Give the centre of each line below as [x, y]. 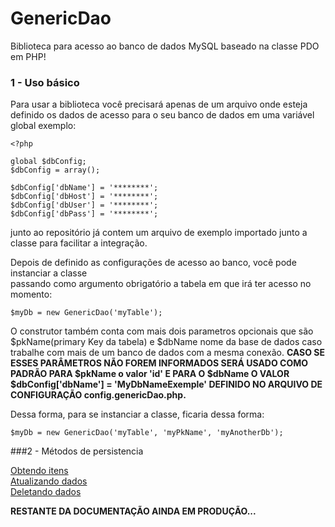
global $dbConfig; [48, 162]
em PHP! [28, 56]
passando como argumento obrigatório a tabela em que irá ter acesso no [161, 284]
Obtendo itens [39, 471]
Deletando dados [46, 492]
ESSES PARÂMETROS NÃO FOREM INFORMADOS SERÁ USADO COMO [159, 363]
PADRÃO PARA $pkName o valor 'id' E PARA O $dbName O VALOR [150, 374]
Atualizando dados [49, 481]
